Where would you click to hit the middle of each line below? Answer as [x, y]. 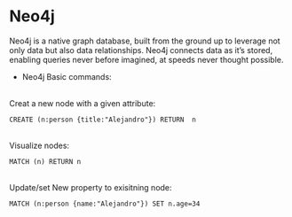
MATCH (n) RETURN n [45, 161]
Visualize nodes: [39, 145]
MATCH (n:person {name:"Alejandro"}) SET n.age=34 [105, 204]
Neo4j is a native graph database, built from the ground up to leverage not [145, 41]
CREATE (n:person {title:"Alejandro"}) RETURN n [103, 120]
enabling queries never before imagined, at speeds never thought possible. [146, 59]
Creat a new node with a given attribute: [83, 103]
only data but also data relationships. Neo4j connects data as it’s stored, [141, 50]
